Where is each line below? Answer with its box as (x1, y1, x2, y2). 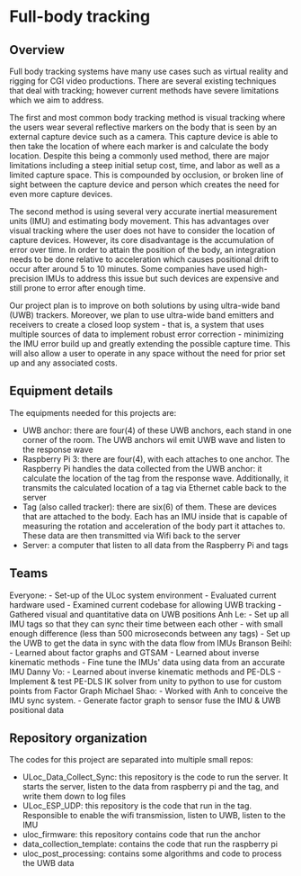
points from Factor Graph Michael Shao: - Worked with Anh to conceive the (9, 685, 288, 696)
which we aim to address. (9, 95, 104, 105)
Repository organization (9, 731, 148, 746)
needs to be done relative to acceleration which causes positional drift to (9, 254, 279, 265)
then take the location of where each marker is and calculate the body (9, 141, 270, 151)
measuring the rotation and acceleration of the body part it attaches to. (22, 520, 286, 531)
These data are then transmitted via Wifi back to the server (22, 529, 241, 541)
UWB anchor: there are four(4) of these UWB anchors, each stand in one (22, 425, 292, 436)
